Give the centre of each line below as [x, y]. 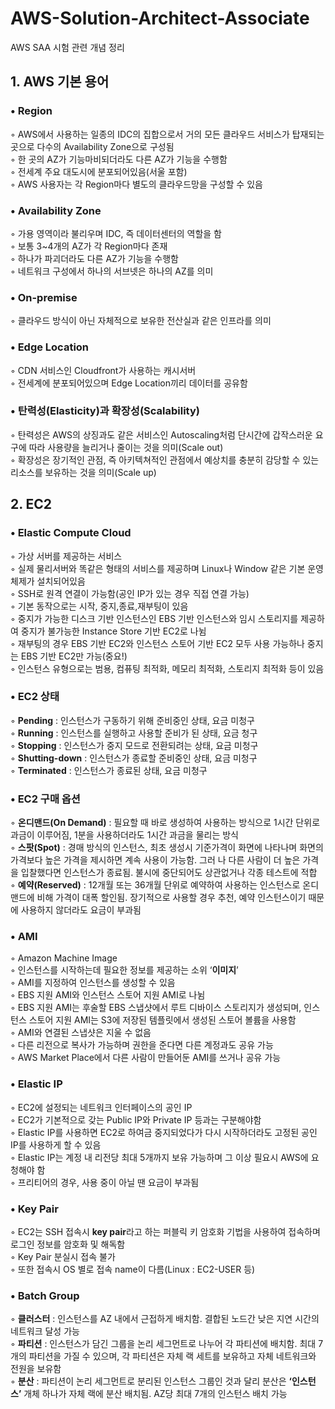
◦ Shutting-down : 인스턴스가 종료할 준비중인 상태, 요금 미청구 [134, 758]
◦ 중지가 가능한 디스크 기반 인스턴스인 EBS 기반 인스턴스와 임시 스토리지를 [154, 618]
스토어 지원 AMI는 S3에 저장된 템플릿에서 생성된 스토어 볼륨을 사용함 [162, 1020]
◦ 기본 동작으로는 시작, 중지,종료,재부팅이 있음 [99, 606]
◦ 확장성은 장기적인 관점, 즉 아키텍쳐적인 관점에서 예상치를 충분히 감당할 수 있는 [165, 459]
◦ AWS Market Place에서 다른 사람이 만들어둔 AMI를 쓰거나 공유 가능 [146, 1058]
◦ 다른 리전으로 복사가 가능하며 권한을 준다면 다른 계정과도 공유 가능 [142, 1045]
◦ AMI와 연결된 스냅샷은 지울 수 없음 [81, 1033]
